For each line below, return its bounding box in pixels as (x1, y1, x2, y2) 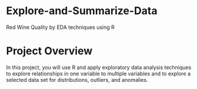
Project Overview (6, 44, 93, 58)
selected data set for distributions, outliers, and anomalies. (6, 76, 148, 83)
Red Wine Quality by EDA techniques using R (6, 24, 115, 31)
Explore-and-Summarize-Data (6, 4, 158, 18)
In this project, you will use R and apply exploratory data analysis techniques (6, 64, 192, 71)
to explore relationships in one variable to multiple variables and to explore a (6, 70, 191, 77)
